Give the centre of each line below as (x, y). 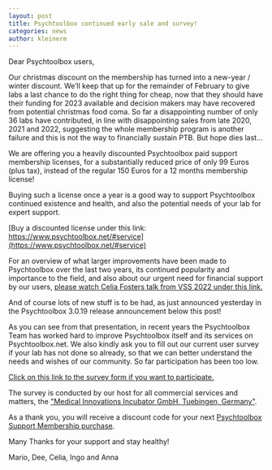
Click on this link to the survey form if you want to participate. (111, 377)
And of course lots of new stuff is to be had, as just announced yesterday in (135, 303)
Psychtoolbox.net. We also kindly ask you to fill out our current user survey (134, 344)
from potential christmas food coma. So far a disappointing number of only (133, 112)
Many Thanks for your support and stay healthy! (89, 442)
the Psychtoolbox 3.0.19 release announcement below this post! (115, 311)
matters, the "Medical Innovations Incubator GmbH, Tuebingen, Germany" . (133, 402)
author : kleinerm (38, 39)
